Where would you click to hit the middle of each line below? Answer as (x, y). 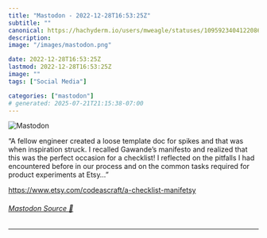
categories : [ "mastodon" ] (51, 96)
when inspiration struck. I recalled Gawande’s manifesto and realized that (128, 150)
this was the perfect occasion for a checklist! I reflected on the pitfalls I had (132, 158)
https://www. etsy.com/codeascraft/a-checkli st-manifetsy (102, 190)
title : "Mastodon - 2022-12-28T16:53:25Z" (79, 15)
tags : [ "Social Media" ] (48, 81)
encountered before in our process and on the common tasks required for (129, 167)
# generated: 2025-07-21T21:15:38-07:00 (76, 103)
